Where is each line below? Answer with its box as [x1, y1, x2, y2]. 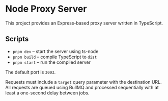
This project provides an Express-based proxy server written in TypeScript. [5, 20, 163, 26]
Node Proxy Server [5, 3, 87, 15]
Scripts [5, 35, 29, 43]
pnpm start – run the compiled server [12, 59, 91, 65]
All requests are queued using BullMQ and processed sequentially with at [5, 84, 159, 90]
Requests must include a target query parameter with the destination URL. [5, 79, 162, 85]
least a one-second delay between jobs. [5, 90, 90, 96]
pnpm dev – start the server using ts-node [12, 48, 99, 54]
